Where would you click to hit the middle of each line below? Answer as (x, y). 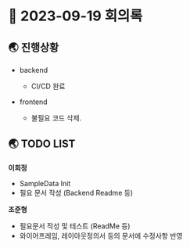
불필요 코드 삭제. (56, 118)
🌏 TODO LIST (42, 144)
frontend (34, 102)
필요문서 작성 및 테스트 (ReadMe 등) (75, 226)
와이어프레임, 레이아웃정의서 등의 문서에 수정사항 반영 (101, 235)
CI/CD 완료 (48, 86)
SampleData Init (45, 183)
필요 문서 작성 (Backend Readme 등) (76, 192)
